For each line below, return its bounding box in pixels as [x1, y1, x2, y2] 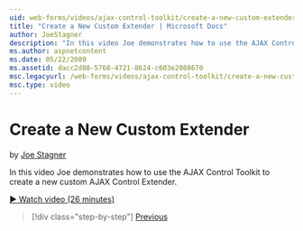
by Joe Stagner [9, 149, 67, 160]
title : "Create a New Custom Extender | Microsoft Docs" [9, 22, 228, 31]
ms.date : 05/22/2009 [9, 55, 87, 64]
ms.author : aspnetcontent [9, 47, 106, 56]
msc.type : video [9, 80, 70, 89]
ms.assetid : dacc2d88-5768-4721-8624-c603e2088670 [9, 64, 204, 73]
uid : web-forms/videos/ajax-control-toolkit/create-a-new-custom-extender [9, 13, 297, 23]
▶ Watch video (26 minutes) [9, 193, 115, 204]
